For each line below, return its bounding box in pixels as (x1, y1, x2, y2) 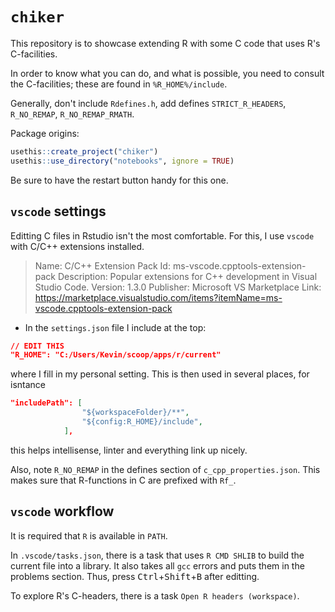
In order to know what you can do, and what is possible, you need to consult (10, 67, 325, 79)
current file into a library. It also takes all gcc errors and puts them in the (10, 559, 305, 572)
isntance (10, 379, 46, 391)
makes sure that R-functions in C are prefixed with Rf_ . (10, 474, 237, 486)
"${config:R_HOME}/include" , (81, 417, 203, 427)
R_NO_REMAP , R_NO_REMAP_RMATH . (10, 108, 135, 120)
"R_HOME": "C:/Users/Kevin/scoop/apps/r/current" (10, 350, 222, 360)
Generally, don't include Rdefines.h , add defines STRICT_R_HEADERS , (10, 97, 287, 109)
